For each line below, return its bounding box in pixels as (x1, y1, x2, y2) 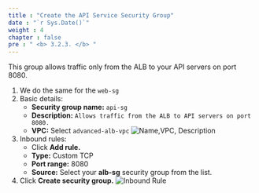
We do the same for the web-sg (19, 86, 120, 95)
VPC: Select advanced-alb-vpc (31, 126, 130, 136)
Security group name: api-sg (31, 103, 128, 112)
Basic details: (19, 94, 63, 104)
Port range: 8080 (31, 159, 89, 169)
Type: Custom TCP (31, 151, 94, 161)
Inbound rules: (19, 134, 67, 144)
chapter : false (8, 33, 61, 42)
